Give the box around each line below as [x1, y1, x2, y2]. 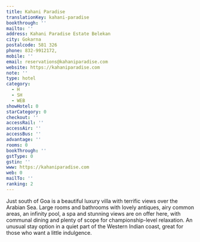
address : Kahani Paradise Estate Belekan [6, 31, 111, 37]
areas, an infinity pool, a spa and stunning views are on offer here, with [6, 210, 181, 217]
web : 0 [6, 170, 23, 176]
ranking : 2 [6, 181, 33, 187]
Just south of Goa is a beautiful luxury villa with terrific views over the [6, 197, 178, 204]
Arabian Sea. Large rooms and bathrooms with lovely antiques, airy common [6, 204, 195, 211]
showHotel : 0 [6, 103, 39, 109]
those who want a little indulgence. [6, 229, 93, 236]
